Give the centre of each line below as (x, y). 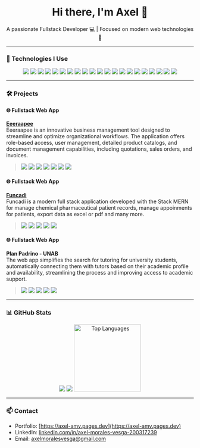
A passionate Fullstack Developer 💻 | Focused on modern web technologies (100, 29)
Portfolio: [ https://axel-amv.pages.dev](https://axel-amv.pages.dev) (98, 426)
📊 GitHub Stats (29, 312)
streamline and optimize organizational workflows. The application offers (96, 136)
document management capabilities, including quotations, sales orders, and (99, 149)
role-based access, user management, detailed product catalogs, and (92, 143)
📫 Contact (22, 410)
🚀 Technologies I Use (37, 58)
